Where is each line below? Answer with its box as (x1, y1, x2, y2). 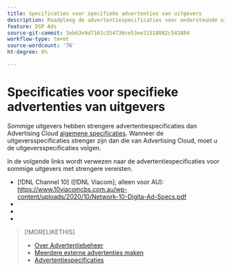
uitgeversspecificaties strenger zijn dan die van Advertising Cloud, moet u (7, 136, 217, 145)
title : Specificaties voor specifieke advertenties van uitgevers (7, 10, 202, 17)
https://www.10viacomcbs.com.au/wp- (17, 185, 128, 193)
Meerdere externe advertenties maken (34, 248, 144, 257)
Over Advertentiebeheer (34, 241, 104, 249)
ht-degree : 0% (7, 49, 48, 56)
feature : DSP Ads (7, 23, 57, 30)
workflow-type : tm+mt (7, 36, 70, 43)
